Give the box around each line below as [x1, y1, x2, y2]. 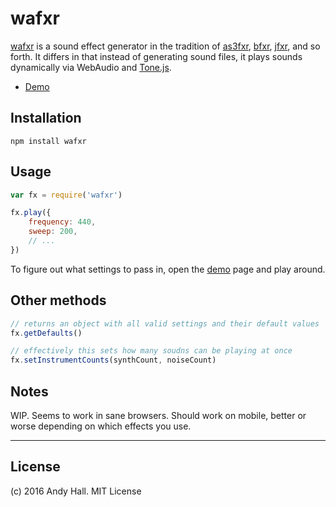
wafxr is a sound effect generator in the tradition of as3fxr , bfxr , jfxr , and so [10, 40, 321, 52]
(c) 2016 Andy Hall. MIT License [10, 485, 142, 497]
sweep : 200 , [28, 227, 78, 237]
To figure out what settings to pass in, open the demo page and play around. [10, 263, 326, 275]
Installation [10, 110, 82, 127]
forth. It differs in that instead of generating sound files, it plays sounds [10, 50, 303, 62]
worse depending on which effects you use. [10, 420, 192, 432]
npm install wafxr [10, 136, 87, 146]
